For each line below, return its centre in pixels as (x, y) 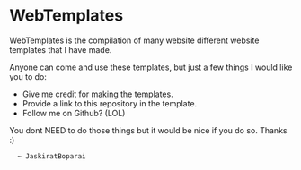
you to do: (28, 76)
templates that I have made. (61, 49)
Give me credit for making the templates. (97, 94)
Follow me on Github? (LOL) (74, 113)
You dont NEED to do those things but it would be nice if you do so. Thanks (148, 130)
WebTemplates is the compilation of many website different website (134, 40)
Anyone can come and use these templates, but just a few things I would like (151, 67)
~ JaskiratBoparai (52, 156)
